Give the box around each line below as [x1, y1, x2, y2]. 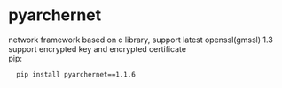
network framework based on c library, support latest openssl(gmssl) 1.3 [8, 34, 274, 45]
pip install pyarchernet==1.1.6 [16, 70, 137, 79]
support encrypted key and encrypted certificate [8, 43, 187, 54]
